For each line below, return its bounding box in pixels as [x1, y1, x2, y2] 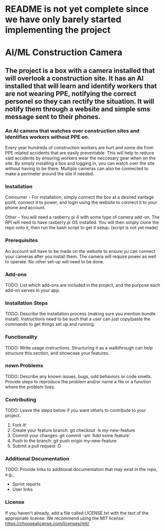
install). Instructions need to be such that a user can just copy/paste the [5, 316, 151, 322]
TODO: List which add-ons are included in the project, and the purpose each [5, 282, 161, 288]
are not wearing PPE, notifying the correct [5, 90, 136, 98]
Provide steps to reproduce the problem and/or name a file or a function [5, 378, 151, 384]
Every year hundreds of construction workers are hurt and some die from [5, 145, 154, 151]
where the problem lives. [5, 384, 56, 390]
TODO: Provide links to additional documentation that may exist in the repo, [5, 467, 158, 472]
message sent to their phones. [5, 112, 101, 121]
